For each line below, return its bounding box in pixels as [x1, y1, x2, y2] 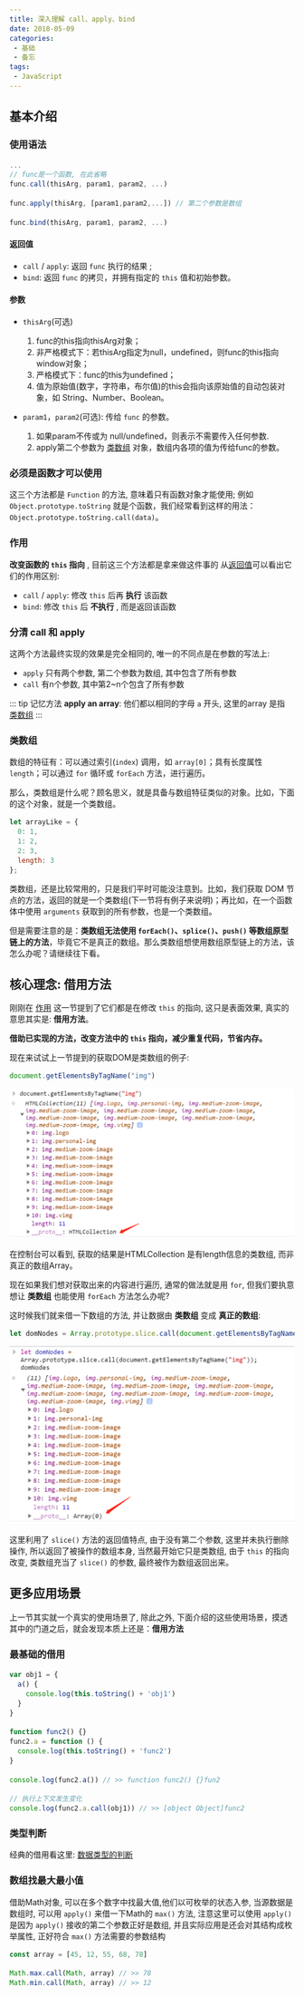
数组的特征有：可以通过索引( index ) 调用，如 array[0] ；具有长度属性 [9, 757, 263, 768]
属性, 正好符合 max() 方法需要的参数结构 [16, 1931, 166, 1942]
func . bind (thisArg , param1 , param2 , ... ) [9, 218, 168, 227]
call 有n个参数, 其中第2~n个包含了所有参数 [22, 678, 185, 689]
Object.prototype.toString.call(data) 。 [9, 512, 164, 523]
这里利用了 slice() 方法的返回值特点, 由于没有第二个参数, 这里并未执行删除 [9, 1534, 290, 1545]
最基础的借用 [9, 1648, 66, 1661]
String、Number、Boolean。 [62, 392, 169, 403]
